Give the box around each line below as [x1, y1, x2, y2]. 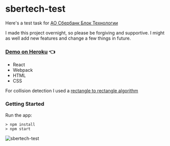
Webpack [12, 67, 33, 73]
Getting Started [5, 100, 44, 107]
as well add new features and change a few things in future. [5, 35, 131, 41]
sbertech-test [5, 3, 66, 15]
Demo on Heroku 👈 [5, 48, 56, 55]
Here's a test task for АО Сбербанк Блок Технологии [5, 20, 118, 26]
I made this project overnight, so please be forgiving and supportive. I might [5, 30, 165, 36]
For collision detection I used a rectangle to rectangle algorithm [5, 87, 139, 94]
